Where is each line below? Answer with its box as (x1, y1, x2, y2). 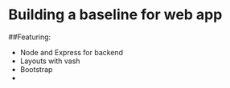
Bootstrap (19, 64, 53, 74)
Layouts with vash (19, 56, 80, 66)
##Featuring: (8, 32, 51, 42)
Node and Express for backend (19, 47, 123, 57)
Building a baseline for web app (8, 6, 223, 24)
